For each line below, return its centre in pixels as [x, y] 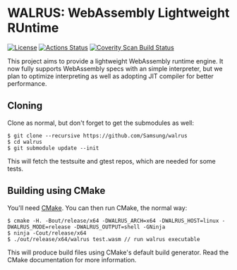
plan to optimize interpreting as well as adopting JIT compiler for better [110, 76]
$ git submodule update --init [53, 148]
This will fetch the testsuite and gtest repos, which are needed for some [112, 161]
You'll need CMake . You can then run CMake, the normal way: [97, 208]
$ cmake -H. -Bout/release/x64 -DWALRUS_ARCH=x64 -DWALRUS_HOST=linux [113, 221]
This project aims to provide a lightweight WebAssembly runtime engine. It [115, 61]
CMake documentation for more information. [72, 259]
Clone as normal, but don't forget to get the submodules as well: [101, 123]
